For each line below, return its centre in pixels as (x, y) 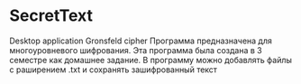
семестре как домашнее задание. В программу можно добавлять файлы (151, 60)
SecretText (51, 16)
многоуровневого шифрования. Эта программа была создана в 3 (136, 50)
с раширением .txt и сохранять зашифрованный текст (114, 70)
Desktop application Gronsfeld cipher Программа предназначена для (141, 41)
